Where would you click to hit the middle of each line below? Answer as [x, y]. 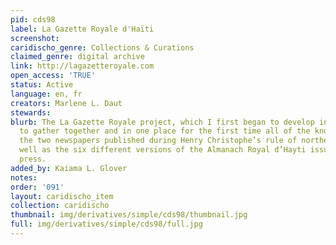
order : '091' [37, 187]
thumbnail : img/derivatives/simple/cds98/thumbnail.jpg [129, 215]
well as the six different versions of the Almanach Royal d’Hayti [163, 150]
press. [33, 159]
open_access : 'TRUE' [53, 76]
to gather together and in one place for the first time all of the [165, 131]
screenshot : [35, 38]
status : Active [42, 85]
